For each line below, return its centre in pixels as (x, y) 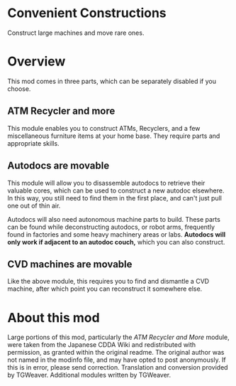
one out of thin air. (34, 205)
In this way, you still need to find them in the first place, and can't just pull (114, 198)
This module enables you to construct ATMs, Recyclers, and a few (104, 128)
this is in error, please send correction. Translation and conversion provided (118, 368)
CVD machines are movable (70, 264)
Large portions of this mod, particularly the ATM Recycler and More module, (119, 337)
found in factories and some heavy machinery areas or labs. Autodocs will (117, 234)
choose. (19, 89)
